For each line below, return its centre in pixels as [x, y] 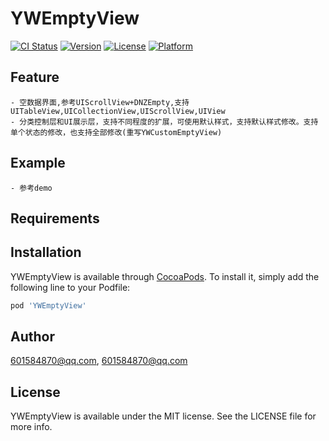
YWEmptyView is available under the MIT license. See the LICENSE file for [163, 416]
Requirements [55, 218]
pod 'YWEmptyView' [48, 305]
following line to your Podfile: [70, 287]
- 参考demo [31, 188]
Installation [46, 252]
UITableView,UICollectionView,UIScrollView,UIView [118, 111]
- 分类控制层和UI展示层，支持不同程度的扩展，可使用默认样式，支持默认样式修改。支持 [164, 122]
